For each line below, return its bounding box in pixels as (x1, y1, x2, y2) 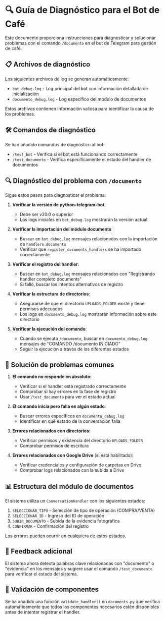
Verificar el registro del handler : (12, 261, 79, 267)
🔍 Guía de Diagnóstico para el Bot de (5, 4, 160, 16)
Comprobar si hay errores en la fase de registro (19, 389, 117, 395)
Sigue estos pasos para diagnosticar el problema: (5, 192, 106, 198)
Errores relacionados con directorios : (12, 428, 90, 434)
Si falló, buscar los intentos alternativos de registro (19, 282, 124, 287)
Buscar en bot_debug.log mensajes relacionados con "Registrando (19, 271, 155, 277)
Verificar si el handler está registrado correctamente (19, 383, 126, 390)
